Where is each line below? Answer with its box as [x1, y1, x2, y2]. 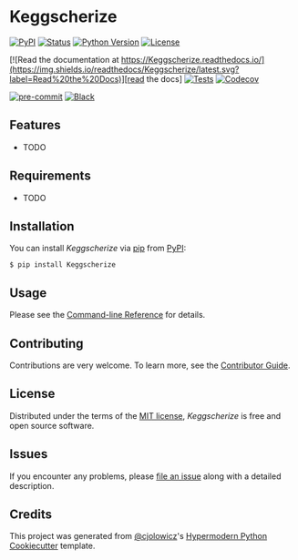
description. [9, 480, 55, 491]
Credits [9, 507, 53, 523]
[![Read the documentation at [9, 54, 120, 65]
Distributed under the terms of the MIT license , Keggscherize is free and [9, 410, 282, 421]
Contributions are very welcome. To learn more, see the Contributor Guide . [9, 360, 291, 371]
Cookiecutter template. [9, 540, 96, 552]
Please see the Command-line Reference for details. [9, 310, 206, 321]
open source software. [9, 420, 95, 431]
